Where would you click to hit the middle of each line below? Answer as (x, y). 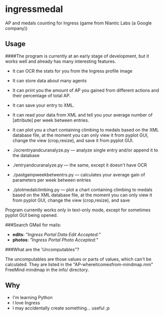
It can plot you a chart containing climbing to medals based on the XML (85, 130)
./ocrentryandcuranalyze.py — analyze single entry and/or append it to (85, 150)
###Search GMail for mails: (33, 225)
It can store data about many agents (50, 80)
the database (26, 155)
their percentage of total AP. (41, 95)
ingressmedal (34, 9)
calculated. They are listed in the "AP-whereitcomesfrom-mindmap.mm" (79, 264)
